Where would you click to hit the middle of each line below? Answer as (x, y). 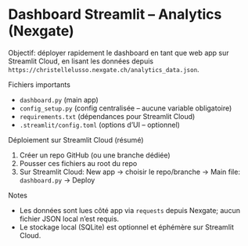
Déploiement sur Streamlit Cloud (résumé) (76, 139)
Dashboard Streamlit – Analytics (115, 14)
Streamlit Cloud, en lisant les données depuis (81, 61)
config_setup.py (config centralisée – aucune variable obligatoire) (126, 108)
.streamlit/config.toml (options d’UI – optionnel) (99, 125)
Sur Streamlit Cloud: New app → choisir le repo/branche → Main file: (130, 172)
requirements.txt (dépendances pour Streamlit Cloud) (107, 116)
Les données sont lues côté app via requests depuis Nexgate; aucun (130, 210)
